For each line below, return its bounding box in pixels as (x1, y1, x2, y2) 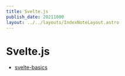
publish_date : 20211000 (6, 14, 65, 20)
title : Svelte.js (6, 8, 49, 15)
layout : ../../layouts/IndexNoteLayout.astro (6, 19, 119, 25)
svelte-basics (14, 64, 48, 71)
